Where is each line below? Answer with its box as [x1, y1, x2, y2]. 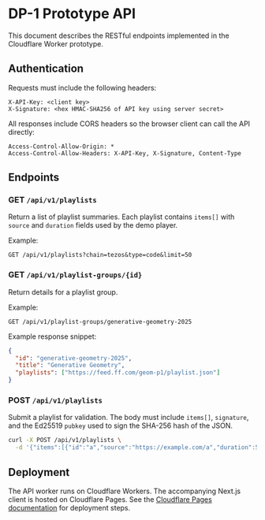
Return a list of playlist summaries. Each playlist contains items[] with [8, 212, 235, 221]
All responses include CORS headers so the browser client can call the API [8, 119, 251, 128]
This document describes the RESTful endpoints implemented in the [8, 31, 230, 40]
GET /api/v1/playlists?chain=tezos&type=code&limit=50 [8, 251, 192, 259]
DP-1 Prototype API [8, 5, 136, 23]
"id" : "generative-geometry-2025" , [15, 354, 132, 362]
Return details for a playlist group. [8, 287, 118, 296]
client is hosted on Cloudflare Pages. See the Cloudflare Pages [8, 494, 213, 504]
